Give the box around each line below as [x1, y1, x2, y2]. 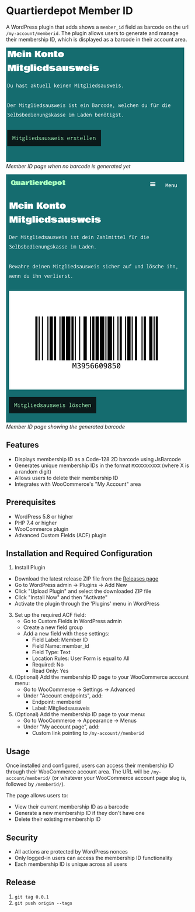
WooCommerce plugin [14, 525, 69, 533]
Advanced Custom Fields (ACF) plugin [14, 531, 107, 538]
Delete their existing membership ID [14, 816, 101, 823]
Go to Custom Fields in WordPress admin [23, 618, 123, 625]
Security [6, 832, 38, 842]
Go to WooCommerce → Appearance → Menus [23, 717, 137, 724]
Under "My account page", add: [23, 723, 100, 730]
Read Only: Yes [32, 668, 69, 675]
